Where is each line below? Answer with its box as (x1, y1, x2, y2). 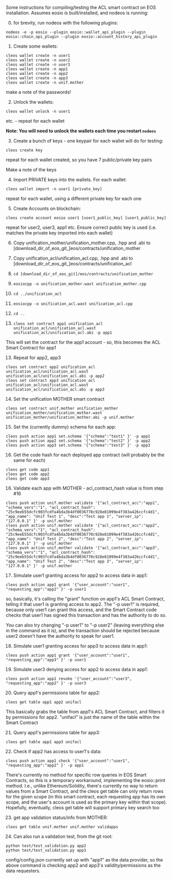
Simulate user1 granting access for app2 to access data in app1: (13, 572, 148, 578)
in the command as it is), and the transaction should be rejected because (6, 628, 160, 633)
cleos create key (6, 148, 43, 153)
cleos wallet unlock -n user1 (6, 109, 71, 114)
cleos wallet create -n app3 (6, 75, 68, 81)
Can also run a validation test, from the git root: (13, 833, 113, 839)
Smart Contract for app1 (6, 345, 56, 350)
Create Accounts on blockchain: (13, 205, 81, 211)
